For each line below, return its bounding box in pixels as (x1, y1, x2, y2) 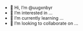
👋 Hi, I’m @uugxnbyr (10, 5, 53, 10)
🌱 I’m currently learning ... (10, 15, 64, 21)
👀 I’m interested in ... (10, 10, 53, 16)
